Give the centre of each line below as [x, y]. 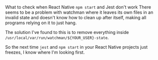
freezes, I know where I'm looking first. [45, 52]
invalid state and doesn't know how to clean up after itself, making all [76, 17]
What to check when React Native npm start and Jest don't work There [78, 7]
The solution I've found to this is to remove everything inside [67, 32]
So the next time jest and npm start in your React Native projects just [77, 47]
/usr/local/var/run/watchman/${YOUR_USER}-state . [57, 37]
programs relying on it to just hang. [41, 23]
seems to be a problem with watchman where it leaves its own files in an [79, 12]
